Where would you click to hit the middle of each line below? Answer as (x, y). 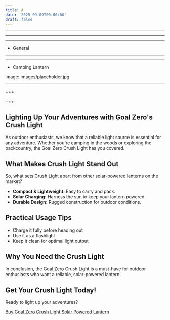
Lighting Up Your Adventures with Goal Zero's (79, 117)
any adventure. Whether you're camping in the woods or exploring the (78, 143)
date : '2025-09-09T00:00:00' (36, 15)
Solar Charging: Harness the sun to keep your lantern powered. (79, 197)
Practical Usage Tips (38, 218)
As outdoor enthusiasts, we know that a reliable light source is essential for (83, 138)
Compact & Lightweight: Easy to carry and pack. (64, 191)
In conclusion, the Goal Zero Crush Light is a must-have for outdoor (76, 269)
